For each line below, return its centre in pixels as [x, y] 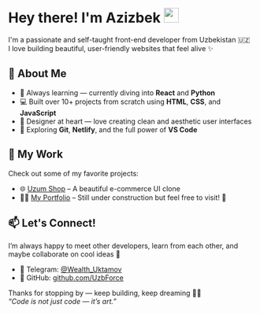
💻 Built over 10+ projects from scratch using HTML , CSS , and [120, 102]
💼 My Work [35, 155]
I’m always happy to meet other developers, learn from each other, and [123, 246]
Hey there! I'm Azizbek [85, 18]
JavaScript [38, 113]
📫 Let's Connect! [52, 223]
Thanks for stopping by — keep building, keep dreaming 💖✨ [105, 293]
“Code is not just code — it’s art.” [62, 301]
